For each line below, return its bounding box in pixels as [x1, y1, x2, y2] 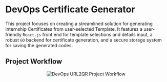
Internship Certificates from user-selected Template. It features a [5, 26, 142, 32]
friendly [5, 31, 22, 37]
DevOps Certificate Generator [5, 4, 135, 15]
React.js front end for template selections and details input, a [23, 31, 153, 37]
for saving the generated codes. [5, 42, 73, 48]
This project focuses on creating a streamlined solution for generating [5, 20, 153, 27]
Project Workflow [5, 57, 62, 66]
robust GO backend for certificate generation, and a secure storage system [5, 37, 162, 43]
